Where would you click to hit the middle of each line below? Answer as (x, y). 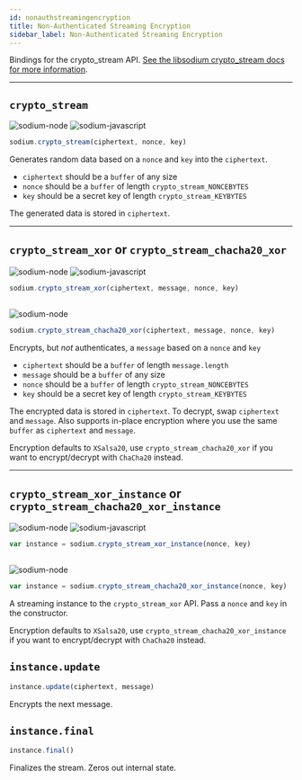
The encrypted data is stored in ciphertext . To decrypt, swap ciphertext (144, 411)
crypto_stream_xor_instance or (95, 494)
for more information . (49, 69)
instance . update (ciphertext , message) (82, 686)
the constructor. (39, 613)
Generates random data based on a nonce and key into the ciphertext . (138, 159)
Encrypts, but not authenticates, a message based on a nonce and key (135, 348)
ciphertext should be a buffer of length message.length (125, 365)
